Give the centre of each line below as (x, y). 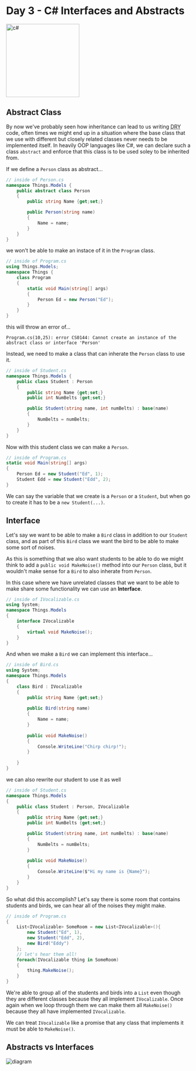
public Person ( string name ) (61, 212)
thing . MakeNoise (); (51, 971)
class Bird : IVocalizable (49, 687)
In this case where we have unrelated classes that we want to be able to (93, 582)
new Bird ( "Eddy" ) (48, 944)
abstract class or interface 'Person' (53, 343)
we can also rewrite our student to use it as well (63, 779)
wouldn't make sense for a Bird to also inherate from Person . (79, 571)
